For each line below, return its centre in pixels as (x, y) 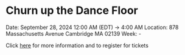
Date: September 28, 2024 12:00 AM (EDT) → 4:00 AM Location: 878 (92, 27)
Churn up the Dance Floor (72, 11)
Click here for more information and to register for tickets (77, 45)
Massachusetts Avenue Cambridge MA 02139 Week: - (73, 33)
